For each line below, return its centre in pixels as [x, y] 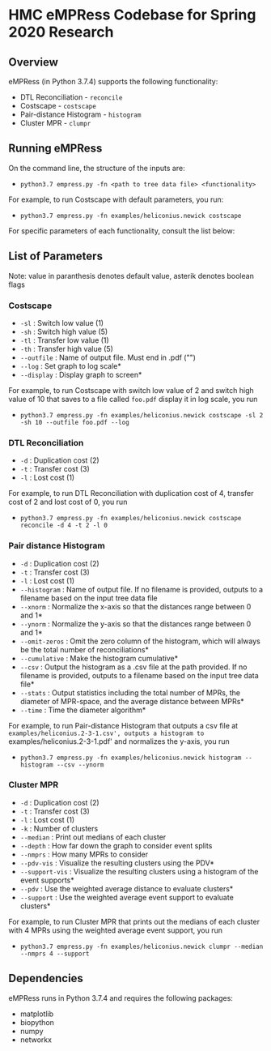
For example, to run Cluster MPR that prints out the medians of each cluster [134, 921]
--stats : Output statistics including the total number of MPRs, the [130, 692]
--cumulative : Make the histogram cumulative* [99, 658]
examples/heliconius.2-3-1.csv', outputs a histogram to [106, 733]
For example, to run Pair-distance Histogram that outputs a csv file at [123, 725]
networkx [36, 1040]
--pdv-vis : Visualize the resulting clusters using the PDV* [117, 863]
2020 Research [61, 32]
